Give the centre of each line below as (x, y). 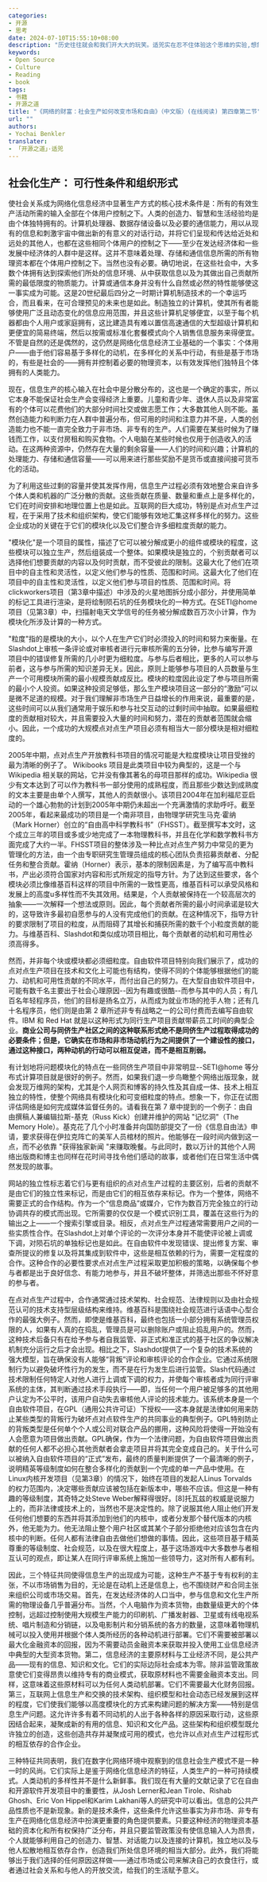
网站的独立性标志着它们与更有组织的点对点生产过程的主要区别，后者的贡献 (130, 1184)
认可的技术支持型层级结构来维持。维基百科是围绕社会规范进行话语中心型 (133, 1310)
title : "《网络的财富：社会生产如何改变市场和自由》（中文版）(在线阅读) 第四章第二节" (135, 112)
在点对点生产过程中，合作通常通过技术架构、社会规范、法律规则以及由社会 (130, 1300)
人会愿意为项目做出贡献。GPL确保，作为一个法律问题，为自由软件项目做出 (130, 1439)
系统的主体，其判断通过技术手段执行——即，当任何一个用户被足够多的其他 (130, 1389)
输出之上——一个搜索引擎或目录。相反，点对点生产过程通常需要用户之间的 (130, 1223)
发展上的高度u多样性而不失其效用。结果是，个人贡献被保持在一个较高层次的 (132, 894)
